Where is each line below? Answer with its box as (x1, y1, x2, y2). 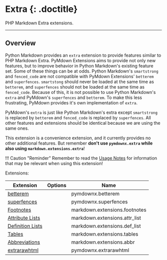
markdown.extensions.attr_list (71, 214, 142, 221)
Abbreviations (7, 239, 40, 246)
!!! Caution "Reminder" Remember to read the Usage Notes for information (5, 155, 158, 161)
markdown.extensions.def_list (71, 222, 141, 229)
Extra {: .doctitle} (5, 3, 78, 15)
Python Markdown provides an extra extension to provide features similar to (5, 52, 162, 58)
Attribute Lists (7, 214, 41, 221)
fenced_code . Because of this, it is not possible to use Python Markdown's (5, 89, 156, 95)
